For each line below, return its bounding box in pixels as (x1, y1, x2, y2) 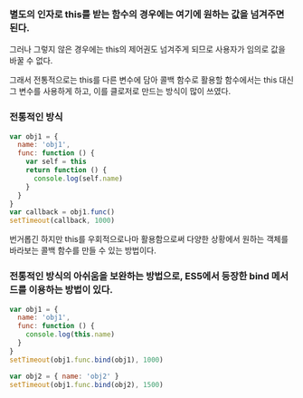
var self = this (25, 157, 88, 167)
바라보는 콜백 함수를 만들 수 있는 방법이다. (9, 245, 156, 256)
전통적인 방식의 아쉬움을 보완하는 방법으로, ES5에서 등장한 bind (9, 270, 270, 283)
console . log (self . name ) (33, 174, 124, 183)
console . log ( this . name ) (25, 330, 116, 339)
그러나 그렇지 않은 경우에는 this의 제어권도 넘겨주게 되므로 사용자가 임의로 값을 (9, 44, 287, 55)
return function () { (25, 166, 107, 175)
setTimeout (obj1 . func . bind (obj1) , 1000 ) (9, 355, 165, 364)
